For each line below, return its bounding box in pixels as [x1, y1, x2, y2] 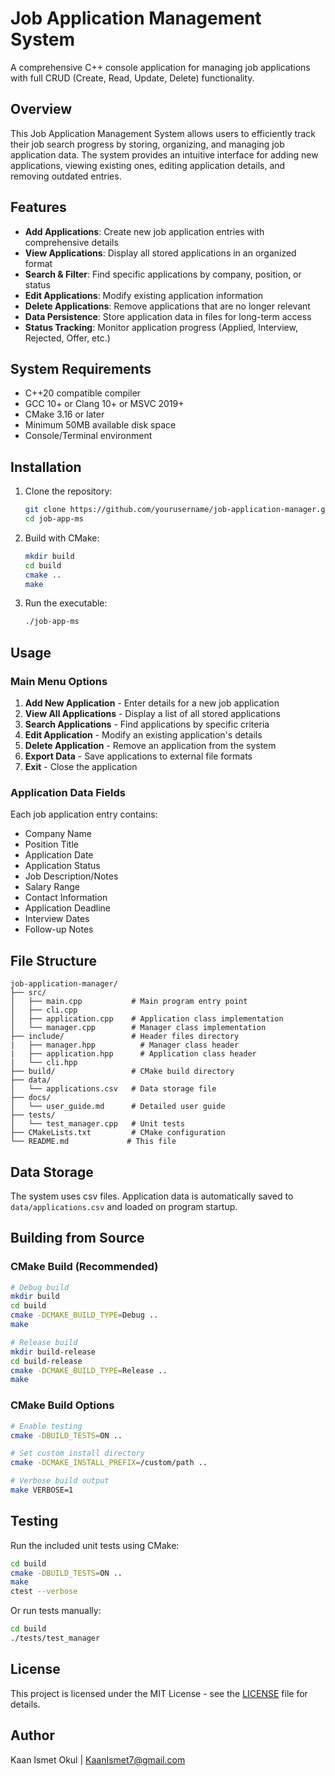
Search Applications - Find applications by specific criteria [24, 718, 270, 730]
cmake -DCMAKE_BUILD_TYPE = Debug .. [10, 1310, 159, 1321]
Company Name [24, 828, 92, 840]
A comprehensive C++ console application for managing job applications [10, 61, 311, 73]
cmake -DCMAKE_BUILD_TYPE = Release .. [10, 1365, 168, 1376]
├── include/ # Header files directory [10, 1032, 240, 1042]
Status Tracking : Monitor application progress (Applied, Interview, [24, 321, 298, 333]
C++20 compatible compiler [24, 387, 142, 399]
